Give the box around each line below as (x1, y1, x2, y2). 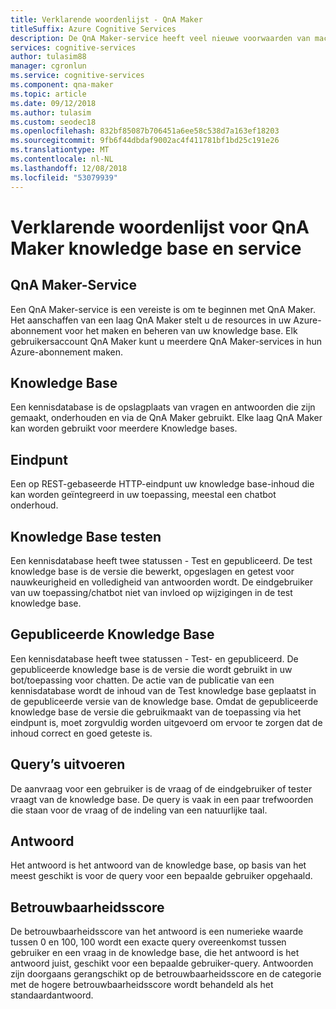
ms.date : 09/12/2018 (10, 98, 97, 108)
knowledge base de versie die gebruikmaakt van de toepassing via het (10, 706, 302, 718)
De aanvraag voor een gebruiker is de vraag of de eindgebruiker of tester (10, 782, 313, 795)
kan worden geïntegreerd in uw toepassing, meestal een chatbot (10, 489, 277, 501)
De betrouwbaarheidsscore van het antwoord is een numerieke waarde (10, 926, 304, 938)
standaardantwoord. (10, 989, 94, 1001)
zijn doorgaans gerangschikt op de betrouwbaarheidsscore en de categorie (10, 968, 322, 980)
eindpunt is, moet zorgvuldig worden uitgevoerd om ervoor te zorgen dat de (10, 716, 323, 728)
